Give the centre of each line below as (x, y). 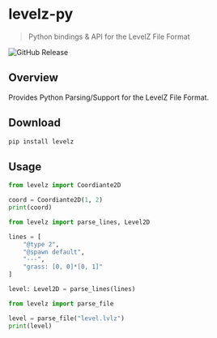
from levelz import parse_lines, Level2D (79, 222)
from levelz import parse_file (61, 304)
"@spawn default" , (54, 252)
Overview (34, 78)
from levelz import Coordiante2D (65, 186)
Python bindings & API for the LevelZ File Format (109, 36)
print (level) (30, 326)
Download (34, 123)
